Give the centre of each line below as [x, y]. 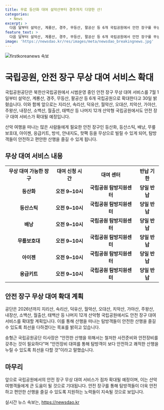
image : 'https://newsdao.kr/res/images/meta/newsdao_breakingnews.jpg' [79, 42]
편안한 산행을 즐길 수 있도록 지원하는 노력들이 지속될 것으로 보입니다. [79, 392]
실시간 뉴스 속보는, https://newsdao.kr [42, 402]
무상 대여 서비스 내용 [34, 156]
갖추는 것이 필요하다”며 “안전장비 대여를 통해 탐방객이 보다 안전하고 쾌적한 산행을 [82, 344]
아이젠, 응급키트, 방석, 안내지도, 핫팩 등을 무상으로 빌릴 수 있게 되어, [83, 133]
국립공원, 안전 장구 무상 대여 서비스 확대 [79, 78]
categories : [17, 14]
